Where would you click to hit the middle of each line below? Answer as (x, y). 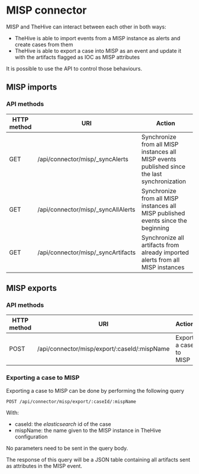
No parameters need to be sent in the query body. (67, 448)
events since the (164, 220)
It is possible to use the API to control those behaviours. (74, 68)
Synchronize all (163, 238)
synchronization (164, 181)
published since (163, 166)
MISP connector (46, 10)
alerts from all (161, 260)
